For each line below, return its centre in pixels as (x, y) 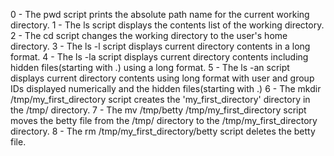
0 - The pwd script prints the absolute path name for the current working (160, 14)
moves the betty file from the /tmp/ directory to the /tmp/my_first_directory (164, 120)
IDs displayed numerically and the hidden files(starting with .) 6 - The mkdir (166, 88)
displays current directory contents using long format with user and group (162, 78)
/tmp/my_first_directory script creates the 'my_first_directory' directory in (160, 99)
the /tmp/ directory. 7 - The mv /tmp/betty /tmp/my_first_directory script (158, 110)
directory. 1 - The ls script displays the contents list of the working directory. (167, 25)
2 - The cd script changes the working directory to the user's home (149, 35)
